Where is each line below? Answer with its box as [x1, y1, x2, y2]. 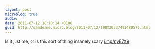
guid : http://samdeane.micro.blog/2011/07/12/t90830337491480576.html [5, 25, 151, 30]
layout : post [5, 7, 31, 12]
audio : [5, 16, 18, 21]
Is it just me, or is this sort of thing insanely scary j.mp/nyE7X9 [5, 38, 130, 44]
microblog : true [5, 12, 38, 16]
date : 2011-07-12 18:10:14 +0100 [5, 20, 73, 26]
